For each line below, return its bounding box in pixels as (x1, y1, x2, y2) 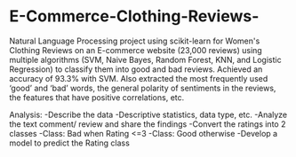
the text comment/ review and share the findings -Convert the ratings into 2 (9, 118, 286, 130)
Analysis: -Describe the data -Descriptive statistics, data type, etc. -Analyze (9, 109, 288, 120)
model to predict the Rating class (9, 137, 131, 148)
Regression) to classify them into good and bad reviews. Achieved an (9, 64, 263, 75)
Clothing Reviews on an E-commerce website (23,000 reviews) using (9, 44, 262, 55)
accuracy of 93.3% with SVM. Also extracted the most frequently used (9, 73, 268, 83)
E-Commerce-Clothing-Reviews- (9, 6, 260, 27)
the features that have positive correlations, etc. (9, 91, 185, 103)
